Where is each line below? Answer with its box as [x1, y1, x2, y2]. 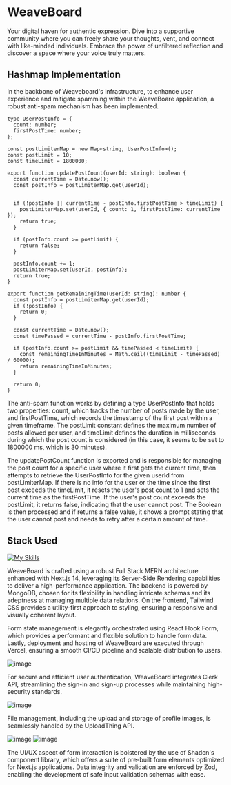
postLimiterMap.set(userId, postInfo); [13, 266, 128, 273]
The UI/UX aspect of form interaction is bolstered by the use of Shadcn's [7, 748, 215, 756]
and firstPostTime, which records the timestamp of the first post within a [7, 413, 213, 421]
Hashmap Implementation [7, 69, 121, 81]
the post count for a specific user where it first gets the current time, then [7, 464, 217, 472]
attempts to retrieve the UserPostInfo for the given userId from [7, 470, 185, 479]
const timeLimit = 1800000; [7, 157, 88, 164]
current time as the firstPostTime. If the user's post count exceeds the [7, 493, 206, 501]
